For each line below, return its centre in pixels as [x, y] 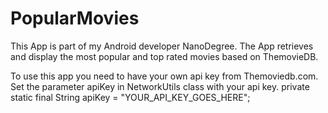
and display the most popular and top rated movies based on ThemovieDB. [164, 56]
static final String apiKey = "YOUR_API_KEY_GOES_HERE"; [130, 97]
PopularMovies [75, 18]
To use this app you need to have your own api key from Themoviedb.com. [164, 76]
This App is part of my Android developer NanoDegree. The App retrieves [162, 46]
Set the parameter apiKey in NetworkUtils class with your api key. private [160, 86]
